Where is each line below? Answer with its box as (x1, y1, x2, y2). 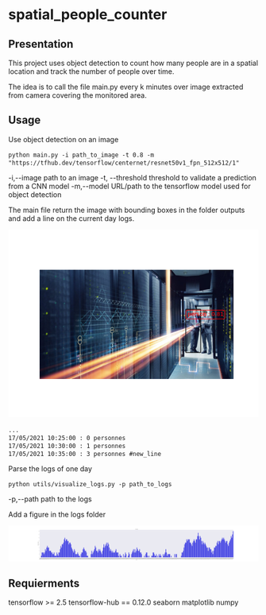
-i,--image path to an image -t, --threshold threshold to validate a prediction (8, 172, 256, 182)
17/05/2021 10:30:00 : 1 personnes (8, 442, 126, 450)
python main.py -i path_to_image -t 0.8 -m (8, 151, 155, 159)
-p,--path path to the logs (8, 494, 93, 504)
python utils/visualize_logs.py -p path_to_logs (8, 480, 172, 488)
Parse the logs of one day (8, 463, 93, 474)
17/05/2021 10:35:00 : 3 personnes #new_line (8, 450, 161, 458)
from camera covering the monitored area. (8, 91, 147, 100)
